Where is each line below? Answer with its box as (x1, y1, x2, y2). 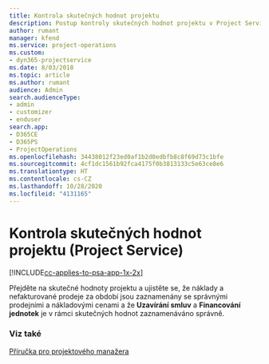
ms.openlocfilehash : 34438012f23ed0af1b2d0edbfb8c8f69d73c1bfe (9, 152, 224, 160)
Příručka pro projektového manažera (9, 346, 129, 356)
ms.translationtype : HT (9, 168, 89, 176)
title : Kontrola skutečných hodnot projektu (9, 11, 160, 20)
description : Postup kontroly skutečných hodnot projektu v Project (9, 19, 242, 27)
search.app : (9, 123, 49, 131)
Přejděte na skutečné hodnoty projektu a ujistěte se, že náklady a (9, 283, 224, 292)
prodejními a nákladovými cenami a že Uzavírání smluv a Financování (9, 300, 241, 310)
